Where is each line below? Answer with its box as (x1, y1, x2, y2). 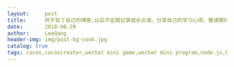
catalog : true (7, 43, 49, 50)
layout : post (7, 10, 58, 17)
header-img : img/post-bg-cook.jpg (7, 36, 108, 43)
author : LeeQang (7, 29, 68, 37)
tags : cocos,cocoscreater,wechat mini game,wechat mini (7, 50, 173, 57)
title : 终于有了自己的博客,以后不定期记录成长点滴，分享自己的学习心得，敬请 (7, 17, 219, 24)
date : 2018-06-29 (7, 23, 77, 30)
